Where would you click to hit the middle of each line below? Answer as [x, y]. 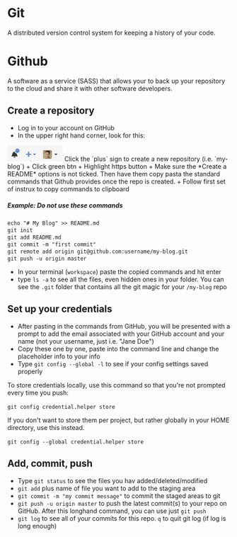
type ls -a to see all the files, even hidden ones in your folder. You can [121, 279]
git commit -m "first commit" [52, 245]
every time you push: [38, 392]
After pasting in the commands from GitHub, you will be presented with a [124, 326]
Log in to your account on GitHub [66, 128]
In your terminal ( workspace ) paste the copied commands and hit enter [119, 272]
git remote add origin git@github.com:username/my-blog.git [98, 252]
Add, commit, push [50, 464]
